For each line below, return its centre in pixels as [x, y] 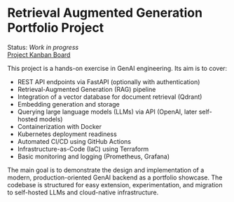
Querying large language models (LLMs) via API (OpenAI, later [107, 112]
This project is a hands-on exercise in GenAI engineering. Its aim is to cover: [117, 68]
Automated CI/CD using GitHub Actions [74, 141]
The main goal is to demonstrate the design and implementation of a [106, 170]
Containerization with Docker [59, 126]
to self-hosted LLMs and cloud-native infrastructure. [83, 192]
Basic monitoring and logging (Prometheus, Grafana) [94, 156]
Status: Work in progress [43, 47]
